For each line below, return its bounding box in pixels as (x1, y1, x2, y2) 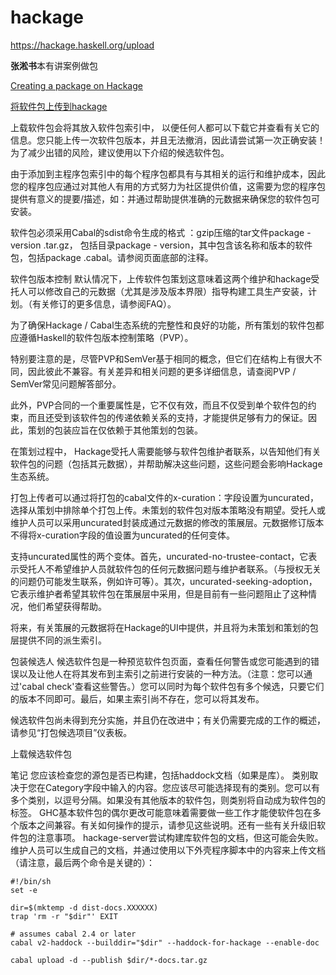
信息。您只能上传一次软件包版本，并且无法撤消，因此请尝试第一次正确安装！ (10, 134, 326, 146)
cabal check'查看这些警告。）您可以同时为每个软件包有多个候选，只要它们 (21, 680, 325, 692)
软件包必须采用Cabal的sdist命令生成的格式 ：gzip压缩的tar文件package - (10, 226, 312, 238)
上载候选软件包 (10, 747, 72, 760)
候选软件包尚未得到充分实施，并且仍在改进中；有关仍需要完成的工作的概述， (10, 714, 326, 726)
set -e (10, 885, 38, 895)
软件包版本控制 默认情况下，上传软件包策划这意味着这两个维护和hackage (10, 272, 312, 285)
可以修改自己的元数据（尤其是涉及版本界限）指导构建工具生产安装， (27, 285, 308, 297)
